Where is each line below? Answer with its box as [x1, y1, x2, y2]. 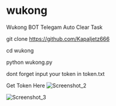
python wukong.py [6, 58, 53, 66]
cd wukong [6, 46, 34, 54]
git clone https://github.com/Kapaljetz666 [6, 35, 110, 42]
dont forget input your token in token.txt [6, 70, 105, 77]
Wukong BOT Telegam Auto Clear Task [6, 23, 103, 31]
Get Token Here [6, 82, 45, 89]
